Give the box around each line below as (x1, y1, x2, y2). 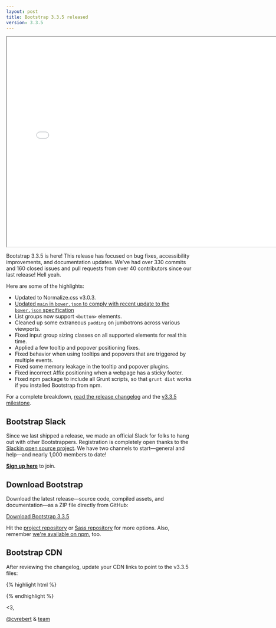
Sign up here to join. (6, 462, 56, 469)
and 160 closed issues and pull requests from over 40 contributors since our (6, 265, 192, 272)
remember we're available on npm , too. (6, 531, 101, 537)
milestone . (6, 399, 31, 407)
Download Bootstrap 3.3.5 (6, 513, 70, 520)
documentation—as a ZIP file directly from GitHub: (6, 502, 129, 508)
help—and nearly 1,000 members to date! (6, 451, 107, 458)
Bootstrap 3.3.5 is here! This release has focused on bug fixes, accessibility (6, 252, 190, 259)
